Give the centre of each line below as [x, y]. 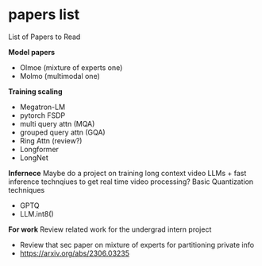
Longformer [39, 149]
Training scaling [35, 91]
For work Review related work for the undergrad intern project [110, 229]
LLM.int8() [37, 213]
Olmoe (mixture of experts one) [71, 67]
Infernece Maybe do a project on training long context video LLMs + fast [127, 173]
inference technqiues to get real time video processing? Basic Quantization [131, 182]
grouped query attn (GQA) [62, 132]
